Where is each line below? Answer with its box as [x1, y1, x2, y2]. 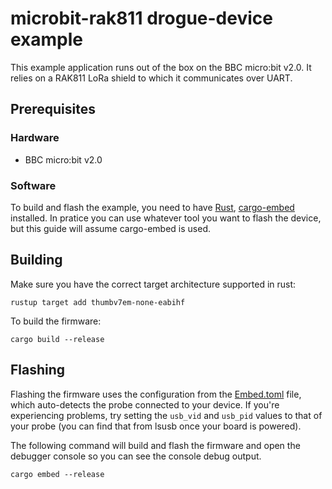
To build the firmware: [10, 315, 102, 327]
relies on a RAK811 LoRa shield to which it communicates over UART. [10, 72, 293, 84]
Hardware [10, 131, 60, 145]
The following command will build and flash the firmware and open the [10, 439, 301, 451]
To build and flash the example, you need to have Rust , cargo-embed [10, 201, 295, 213]
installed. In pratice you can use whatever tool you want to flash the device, [10, 212, 322, 224]
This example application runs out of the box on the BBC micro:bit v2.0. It [10, 61, 312, 73]
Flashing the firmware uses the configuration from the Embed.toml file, [10, 388, 302, 400]
